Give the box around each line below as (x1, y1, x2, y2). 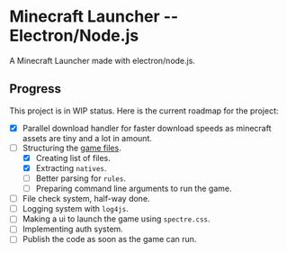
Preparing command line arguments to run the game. (35, 183, 232, 194)
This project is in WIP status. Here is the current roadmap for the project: (9, 105, 279, 116)
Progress (9, 81, 61, 96)
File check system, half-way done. (22, 194, 150, 204)
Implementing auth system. (22, 223, 123, 235)
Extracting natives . (35, 162, 107, 173)
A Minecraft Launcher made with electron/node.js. (9, 55, 196, 66)
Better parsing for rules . (35, 173, 126, 184)
